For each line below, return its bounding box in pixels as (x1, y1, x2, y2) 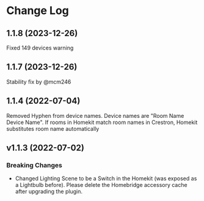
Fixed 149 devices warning (6, 44, 74, 51)
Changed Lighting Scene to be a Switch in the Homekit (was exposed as (15, 175, 197, 182)
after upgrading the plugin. (15, 188, 82, 196)
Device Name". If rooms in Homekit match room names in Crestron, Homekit (6, 119, 198, 126)
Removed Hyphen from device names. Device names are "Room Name (6, 112, 184, 119)
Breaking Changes (6, 161, 63, 169)
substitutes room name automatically (6, 125, 100, 132)
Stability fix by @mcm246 (6, 78, 71, 86)
